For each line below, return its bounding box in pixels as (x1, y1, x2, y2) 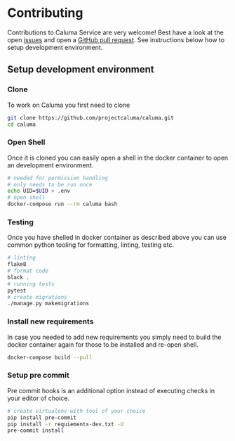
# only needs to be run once (7, 181, 93, 188)
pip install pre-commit (7, 414, 77, 421)
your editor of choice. (7, 394, 70, 402)
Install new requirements (7, 317, 94, 326)
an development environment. (7, 160, 94, 170)
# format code (7, 267, 49, 275)
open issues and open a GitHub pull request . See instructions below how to (7, 35, 225, 44)
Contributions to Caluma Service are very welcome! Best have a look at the (7, 28, 224, 37)
